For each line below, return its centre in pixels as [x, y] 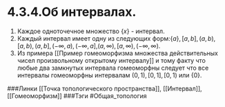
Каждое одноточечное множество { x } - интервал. [91, 31]
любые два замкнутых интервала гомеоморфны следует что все [113, 68]
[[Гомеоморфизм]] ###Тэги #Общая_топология [77, 96]
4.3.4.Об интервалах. [72, 12]
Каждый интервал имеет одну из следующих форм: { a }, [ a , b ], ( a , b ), [116, 38]
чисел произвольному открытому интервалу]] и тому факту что [111, 60]
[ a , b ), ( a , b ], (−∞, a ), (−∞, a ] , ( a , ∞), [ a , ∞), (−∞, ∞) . [89, 46]
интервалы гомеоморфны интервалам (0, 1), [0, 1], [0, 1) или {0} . [109, 75]
